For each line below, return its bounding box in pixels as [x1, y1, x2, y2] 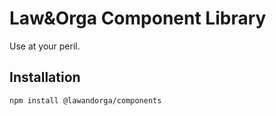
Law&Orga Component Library [9, 7, 267, 30]
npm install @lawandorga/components [9, 95, 162, 106]
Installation [9, 69, 81, 86]
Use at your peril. [9, 40, 81, 52]
